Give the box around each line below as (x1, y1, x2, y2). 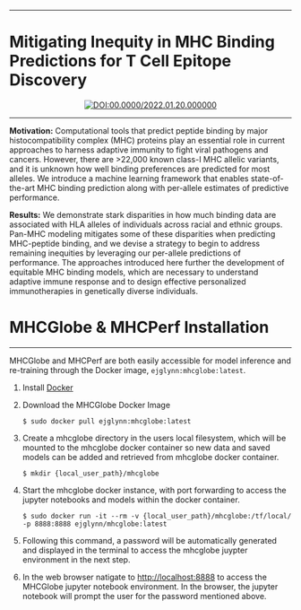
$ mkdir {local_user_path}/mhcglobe (21, 468, 159, 478)
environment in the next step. (21, 553, 131, 565)
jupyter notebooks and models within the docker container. (21, 494, 240, 505)
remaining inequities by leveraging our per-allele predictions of (9, 248, 242, 258)
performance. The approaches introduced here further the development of (9, 257, 285, 267)
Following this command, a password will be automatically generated (21, 535, 278, 545)
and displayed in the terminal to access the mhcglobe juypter (21, 545, 248, 555)
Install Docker (21, 382, 73, 393)
